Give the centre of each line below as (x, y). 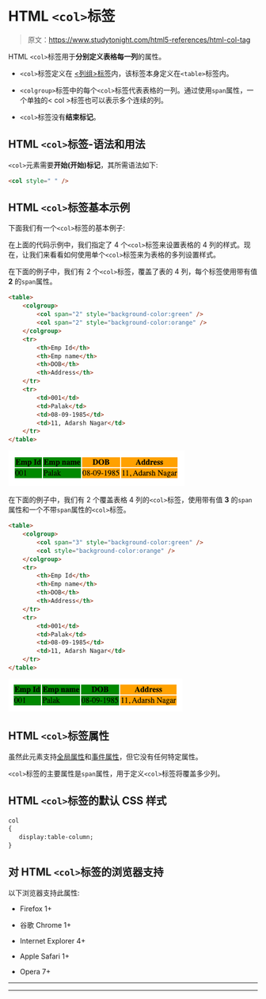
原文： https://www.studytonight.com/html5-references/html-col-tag (139, 40)
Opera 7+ (35, 971)
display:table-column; (56, 837)
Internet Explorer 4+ (53, 940)
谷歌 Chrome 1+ (45, 925)
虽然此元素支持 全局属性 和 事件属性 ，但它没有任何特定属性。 (105, 757)
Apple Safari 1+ (44, 956)
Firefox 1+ (36, 909)
